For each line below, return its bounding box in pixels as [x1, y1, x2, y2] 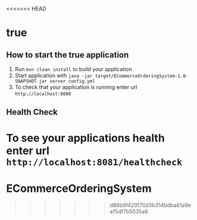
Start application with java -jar [14, 72, 93, 79]
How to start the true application [6, 50, 129, 60]
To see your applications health [6, 131, 165, 145]
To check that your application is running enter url [14, 84, 137, 90]
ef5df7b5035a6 [110, 207, 149, 215]
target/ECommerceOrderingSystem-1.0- [95, 73, 189, 79]
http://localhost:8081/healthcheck [6, 157, 183, 168]
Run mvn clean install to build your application [14, 66, 132, 72]
